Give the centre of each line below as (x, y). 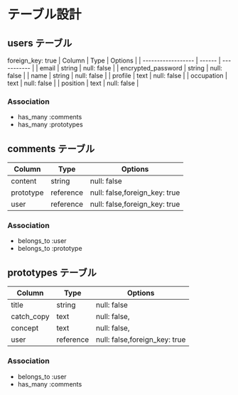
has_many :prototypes (50, 124)
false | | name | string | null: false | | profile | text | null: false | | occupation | (117, 76)
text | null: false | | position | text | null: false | (73, 83)
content (24, 181)
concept (25, 328)
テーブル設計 (44, 15)
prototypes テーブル (52, 272)
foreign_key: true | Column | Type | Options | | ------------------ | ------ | (114, 60)
